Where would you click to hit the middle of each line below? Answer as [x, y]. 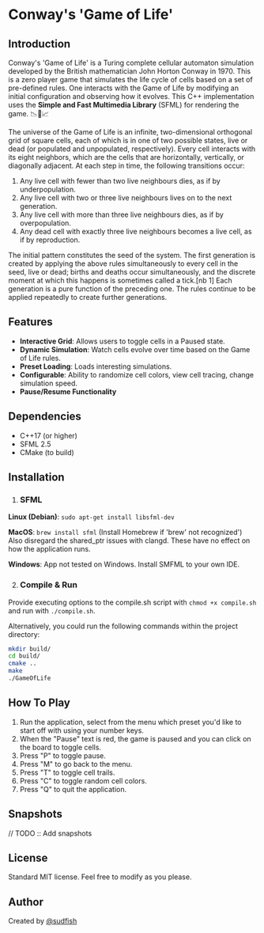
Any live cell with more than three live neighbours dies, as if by [121, 214]
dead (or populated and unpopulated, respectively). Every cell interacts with [132, 149]
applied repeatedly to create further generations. [88, 297]
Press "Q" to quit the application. [73, 789]
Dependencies [45, 417]
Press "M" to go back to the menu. [76, 764]
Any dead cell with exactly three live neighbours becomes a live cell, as [136, 231]
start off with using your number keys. [82, 730]
